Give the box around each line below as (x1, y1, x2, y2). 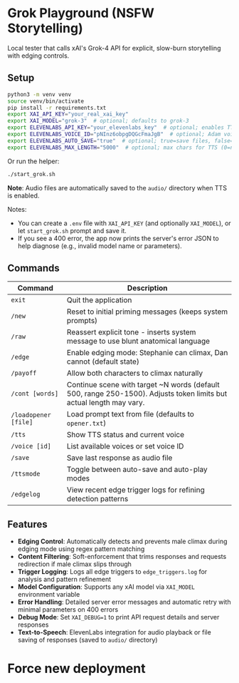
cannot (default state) (66, 356, 140, 366)
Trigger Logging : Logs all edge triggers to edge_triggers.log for (17, 568, 208, 576)
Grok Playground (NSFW (7, 5, 155, 21)
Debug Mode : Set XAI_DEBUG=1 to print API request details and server (17, 613, 220, 622)
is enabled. (7, 191, 40, 200)
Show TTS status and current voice (66, 430, 185, 440)
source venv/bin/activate (7, 98, 84, 105)
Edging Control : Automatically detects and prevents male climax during (17, 537, 228, 546)
